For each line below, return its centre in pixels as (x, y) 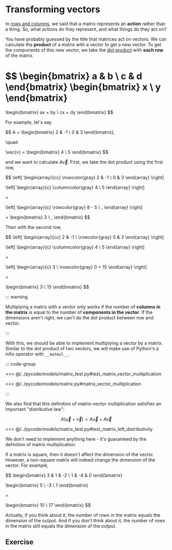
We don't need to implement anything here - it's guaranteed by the (76, 439)
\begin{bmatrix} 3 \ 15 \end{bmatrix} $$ (47, 287)
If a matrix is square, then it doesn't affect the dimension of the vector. (80, 454)
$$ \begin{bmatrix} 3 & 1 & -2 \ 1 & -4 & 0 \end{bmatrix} (64, 475)
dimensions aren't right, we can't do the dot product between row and (80, 317)
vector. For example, (27, 465)
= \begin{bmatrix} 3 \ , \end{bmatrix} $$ (48, 217)
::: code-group (21, 364)
